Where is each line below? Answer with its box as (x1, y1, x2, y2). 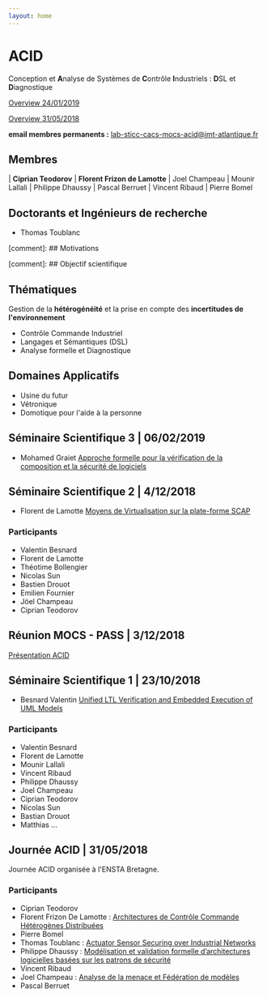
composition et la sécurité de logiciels (19, 461, 147, 471)
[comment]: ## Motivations (8, 244, 100, 254)
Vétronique (19, 398, 57, 409)
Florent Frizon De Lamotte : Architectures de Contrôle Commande (19, 912, 239, 922)
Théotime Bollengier (19, 562, 88, 572)
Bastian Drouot (19, 811, 70, 820)
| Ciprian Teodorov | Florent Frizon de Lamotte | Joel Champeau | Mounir (8, 174, 255, 184)
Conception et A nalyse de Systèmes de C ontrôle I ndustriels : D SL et (8, 74, 236, 83)
